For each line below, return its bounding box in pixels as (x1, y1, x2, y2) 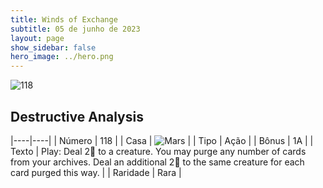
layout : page (10, 33, 65, 43)
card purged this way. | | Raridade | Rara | (10, 166, 182, 178)
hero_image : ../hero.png (10, 52, 114, 62)
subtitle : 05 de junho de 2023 (10, 24, 141, 34)
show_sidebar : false (10, 42, 97, 53)
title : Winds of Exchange (10, 14, 118, 25)
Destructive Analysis (10, 108, 144, 125)
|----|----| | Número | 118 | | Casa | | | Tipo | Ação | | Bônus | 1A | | (10, 134, 314, 146)
